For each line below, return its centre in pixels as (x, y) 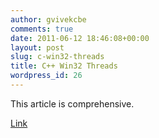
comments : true (42, 29)
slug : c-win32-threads (57, 57)
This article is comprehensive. (72, 103)
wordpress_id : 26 (46, 76)
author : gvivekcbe (48, 19)
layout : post (37, 47)
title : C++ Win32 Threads (64, 66)
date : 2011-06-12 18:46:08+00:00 (80, 38)
